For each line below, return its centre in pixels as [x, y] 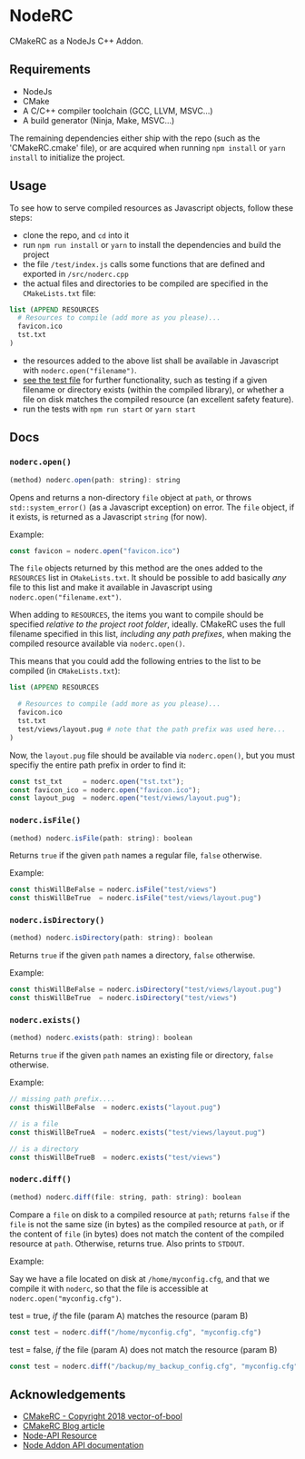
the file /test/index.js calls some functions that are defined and [144, 263]
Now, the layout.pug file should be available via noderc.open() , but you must [152, 755]
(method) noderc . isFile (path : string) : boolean [101, 838]
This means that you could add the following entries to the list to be [135, 661]
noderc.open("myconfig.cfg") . [66, 1298]
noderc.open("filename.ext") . [66, 597]
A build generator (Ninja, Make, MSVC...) [98, 120]
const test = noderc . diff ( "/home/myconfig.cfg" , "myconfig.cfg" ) [135, 1332]
